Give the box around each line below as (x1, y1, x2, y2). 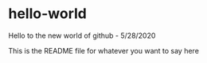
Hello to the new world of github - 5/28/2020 (8, 31, 156, 40)
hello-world (8, 5, 88, 23)
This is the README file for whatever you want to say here (8, 46, 199, 55)
